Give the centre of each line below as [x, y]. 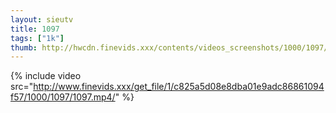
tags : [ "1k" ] [37, 38]
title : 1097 [35, 29]
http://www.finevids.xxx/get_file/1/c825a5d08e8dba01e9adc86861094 [179, 87]
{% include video [46, 76]
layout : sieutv [42, 19]
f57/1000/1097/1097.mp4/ [63, 97]
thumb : [24, 47]
